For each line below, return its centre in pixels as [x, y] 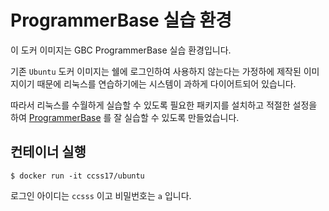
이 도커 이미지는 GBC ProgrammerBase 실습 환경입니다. [121, 50]
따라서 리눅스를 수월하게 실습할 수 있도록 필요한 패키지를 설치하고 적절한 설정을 [164, 105]
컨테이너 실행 [48, 152]
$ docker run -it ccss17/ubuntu [77, 176]
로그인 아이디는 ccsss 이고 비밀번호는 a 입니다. [101, 195]
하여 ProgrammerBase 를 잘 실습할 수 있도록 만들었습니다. [125, 117]
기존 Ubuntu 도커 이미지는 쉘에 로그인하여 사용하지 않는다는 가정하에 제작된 [156, 71]
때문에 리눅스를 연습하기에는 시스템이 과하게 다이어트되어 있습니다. [166, 83]
